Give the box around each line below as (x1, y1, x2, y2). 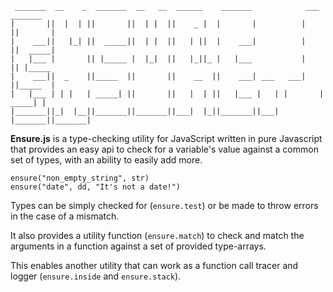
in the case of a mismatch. (10, 210, 120, 222)
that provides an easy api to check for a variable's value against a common (10, 143, 319, 155)
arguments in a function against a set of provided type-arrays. (10, 240, 267, 252)
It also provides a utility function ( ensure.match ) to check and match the (10, 230, 305, 241)
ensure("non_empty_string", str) (10, 173, 150, 183)
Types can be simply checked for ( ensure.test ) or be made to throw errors (10, 200, 319, 211)
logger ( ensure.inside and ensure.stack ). (10, 270, 182, 282)
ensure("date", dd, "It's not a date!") (10, 182, 182, 192)
